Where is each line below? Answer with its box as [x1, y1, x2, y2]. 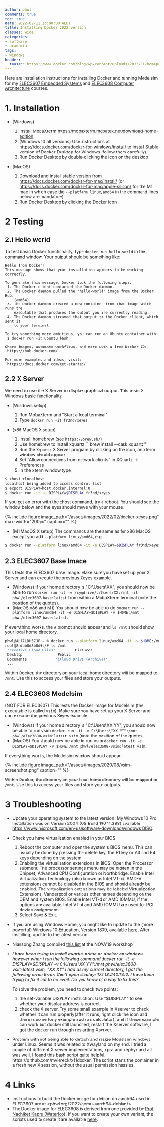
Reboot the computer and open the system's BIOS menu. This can [19, 845, 153, 850]
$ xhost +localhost [5, 477, 45, 481]
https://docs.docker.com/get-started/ [7, 362, 86, 367]
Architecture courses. [5, 86, 49, 91]
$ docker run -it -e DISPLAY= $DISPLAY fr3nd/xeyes [5, 490, 110, 495]
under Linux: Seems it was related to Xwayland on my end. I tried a [12, 1041, 147, 1047]
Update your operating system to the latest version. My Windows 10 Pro [12, 815, 157, 821]
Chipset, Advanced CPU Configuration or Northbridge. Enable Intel [19, 870, 154, 876]
